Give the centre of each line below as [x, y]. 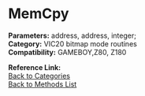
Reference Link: [35, 67]
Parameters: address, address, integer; [72, 35]
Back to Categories [39, 76]
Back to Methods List [43, 84]
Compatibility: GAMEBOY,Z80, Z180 [67, 52]
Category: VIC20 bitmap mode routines [73, 43]
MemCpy [39, 14]
